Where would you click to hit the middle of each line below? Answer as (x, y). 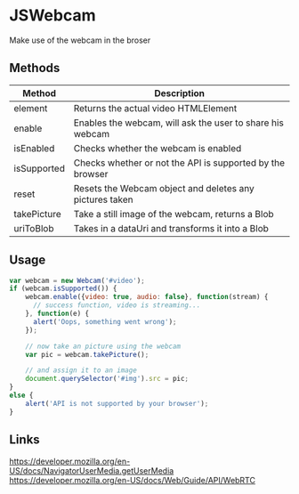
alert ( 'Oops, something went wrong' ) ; (105, 321)
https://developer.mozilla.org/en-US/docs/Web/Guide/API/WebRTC (133, 480)
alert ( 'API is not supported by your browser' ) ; (117, 403)
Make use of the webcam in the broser (80, 40)
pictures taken (103, 199)
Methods (35, 68)
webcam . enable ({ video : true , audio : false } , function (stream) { (147, 297)
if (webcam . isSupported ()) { (63, 289)
